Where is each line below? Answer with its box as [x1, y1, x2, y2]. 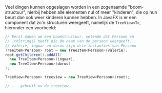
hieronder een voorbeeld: [5, 25, 56, 31]
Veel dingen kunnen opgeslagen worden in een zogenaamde [5, 4, 127, 10]
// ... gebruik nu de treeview [5, 83, 69, 88]
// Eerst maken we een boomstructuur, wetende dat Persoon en [5, 34, 134, 39]
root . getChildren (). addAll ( [5, 52, 62, 57]
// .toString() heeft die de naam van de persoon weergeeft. [5, 38, 132, 43]
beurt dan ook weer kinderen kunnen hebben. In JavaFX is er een [5, 15, 137, 20]
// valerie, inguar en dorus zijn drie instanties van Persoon [5, 43, 137, 48]
